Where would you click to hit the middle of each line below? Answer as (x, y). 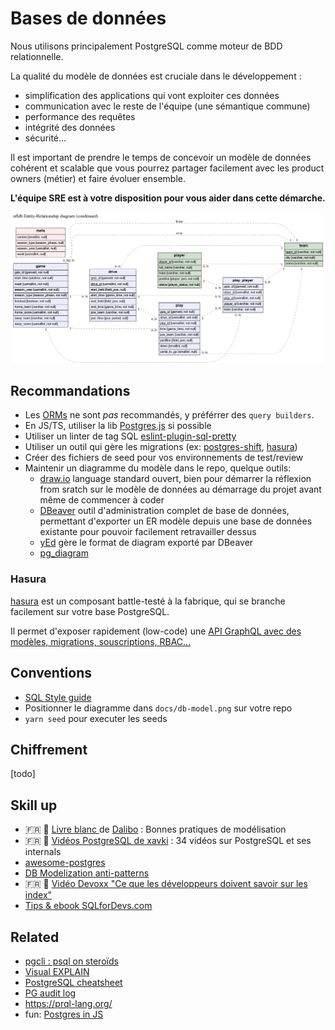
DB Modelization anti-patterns (87, 873)
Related (35, 937)
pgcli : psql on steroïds (71, 961)
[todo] (23, 774)
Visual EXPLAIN (57, 971)
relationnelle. (37, 56)
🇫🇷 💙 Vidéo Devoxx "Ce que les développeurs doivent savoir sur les (166, 884)
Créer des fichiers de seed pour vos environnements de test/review (164, 458)
